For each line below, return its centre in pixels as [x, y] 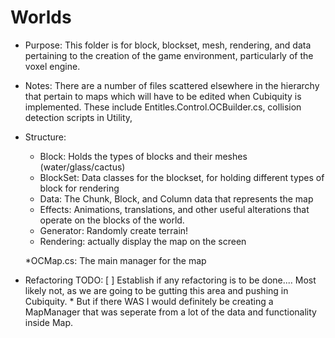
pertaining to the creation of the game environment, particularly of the [169, 55]
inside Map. [49, 322]
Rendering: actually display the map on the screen [143, 241]
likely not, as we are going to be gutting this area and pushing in [156, 290]
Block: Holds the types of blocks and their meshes [143, 156]
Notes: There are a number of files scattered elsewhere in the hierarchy [172, 85]
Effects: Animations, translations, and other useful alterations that [174, 209]
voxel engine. [52, 66]
